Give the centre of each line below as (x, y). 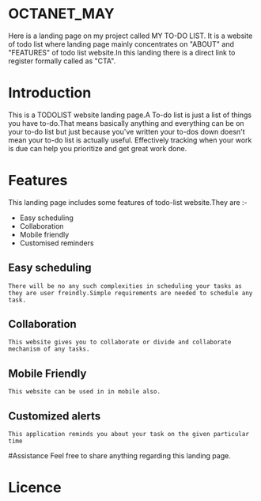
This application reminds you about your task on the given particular (129, 435)
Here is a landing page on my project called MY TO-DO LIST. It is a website (130, 36)
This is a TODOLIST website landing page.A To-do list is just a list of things (130, 115)
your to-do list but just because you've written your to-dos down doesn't (127, 131)
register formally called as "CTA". (62, 61)
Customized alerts (55, 416)
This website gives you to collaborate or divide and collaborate (120, 342)
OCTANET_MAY (61, 14)
